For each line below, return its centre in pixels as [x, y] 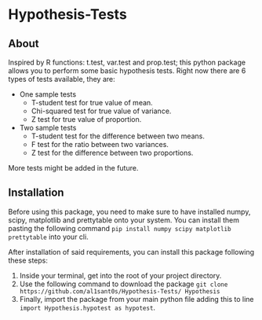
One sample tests [48, 94]
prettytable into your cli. [48, 237]
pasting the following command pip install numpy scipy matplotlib [120, 228]
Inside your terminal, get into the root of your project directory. [120, 275]
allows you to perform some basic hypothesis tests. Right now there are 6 [127, 71]
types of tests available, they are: [62, 79]
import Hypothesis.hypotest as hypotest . [87, 307]
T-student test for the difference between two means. [118, 136]
